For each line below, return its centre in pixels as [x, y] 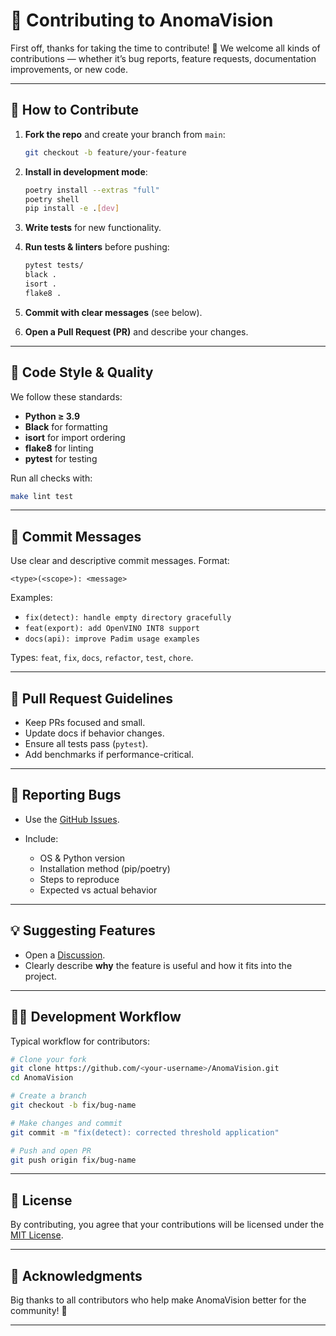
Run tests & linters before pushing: [97, 247]
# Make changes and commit [66, 1123]
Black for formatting [66, 426]
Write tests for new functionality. [93, 228]
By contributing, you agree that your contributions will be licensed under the [167, 1225]
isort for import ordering [75, 437]
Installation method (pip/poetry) [105, 868]
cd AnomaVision [42, 1078]
